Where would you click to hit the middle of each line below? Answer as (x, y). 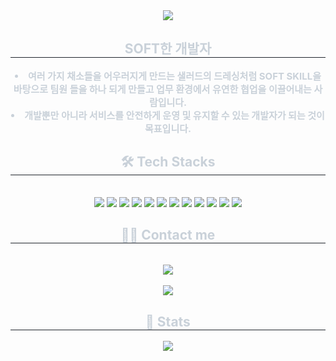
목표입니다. (168, 128)
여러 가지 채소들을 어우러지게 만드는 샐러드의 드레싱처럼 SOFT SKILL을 (174, 76)
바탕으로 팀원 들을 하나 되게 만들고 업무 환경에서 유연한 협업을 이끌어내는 (162, 89)
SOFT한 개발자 (168, 49)
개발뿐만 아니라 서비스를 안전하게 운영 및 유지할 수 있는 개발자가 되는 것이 (174, 115)
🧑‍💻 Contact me (168, 235)
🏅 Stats (168, 321)
